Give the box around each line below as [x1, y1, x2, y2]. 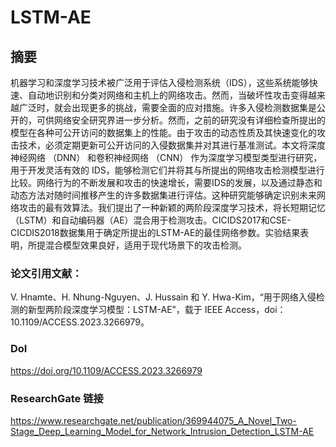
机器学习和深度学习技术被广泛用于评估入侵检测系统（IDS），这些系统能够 [10, 77, 310, 88]
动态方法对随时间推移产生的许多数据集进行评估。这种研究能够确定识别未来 [10, 189, 317, 201]
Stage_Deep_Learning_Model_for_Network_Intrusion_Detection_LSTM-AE [10, 425, 315, 437]
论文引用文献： [10, 266, 83, 280]
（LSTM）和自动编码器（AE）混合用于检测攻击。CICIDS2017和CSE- [10, 214, 292, 226]
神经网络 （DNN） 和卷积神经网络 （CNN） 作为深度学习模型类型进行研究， [10, 152, 323, 163]
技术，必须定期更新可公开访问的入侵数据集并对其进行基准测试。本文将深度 [18, 139, 326, 151]
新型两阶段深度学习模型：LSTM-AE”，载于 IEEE [27, 304, 223, 316]
